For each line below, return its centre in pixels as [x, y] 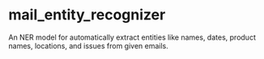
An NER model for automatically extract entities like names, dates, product [132, 37]
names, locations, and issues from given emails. [88, 45]
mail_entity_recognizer [87, 15]
